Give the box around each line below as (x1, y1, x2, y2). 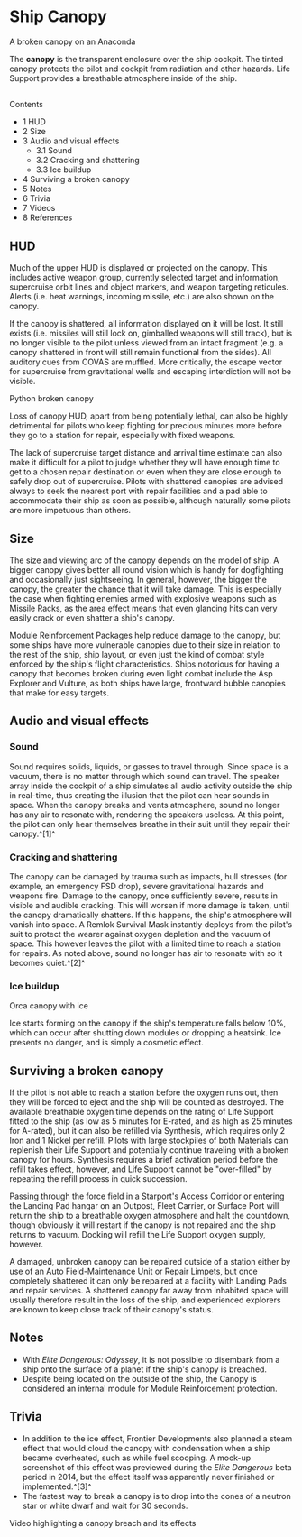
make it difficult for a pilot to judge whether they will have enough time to (9, 457, 281, 468)
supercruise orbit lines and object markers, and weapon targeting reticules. (9, 281, 288, 292)
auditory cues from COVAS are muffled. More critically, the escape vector (9, 356, 283, 367)
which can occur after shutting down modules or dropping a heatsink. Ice (9, 1027, 282, 1038)
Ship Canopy (9, 6, 108, 27)
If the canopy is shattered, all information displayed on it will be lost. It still (9, 318, 284, 329)
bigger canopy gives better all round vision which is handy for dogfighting (9, 564, 284, 575)
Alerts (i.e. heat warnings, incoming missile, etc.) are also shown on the (9, 291, 275, 302)
